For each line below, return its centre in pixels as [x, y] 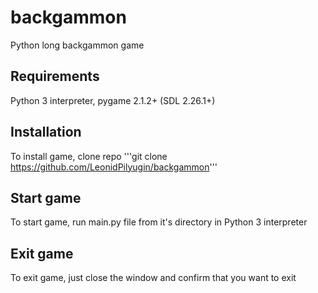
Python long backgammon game [77, 45]
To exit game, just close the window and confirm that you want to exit [153, 278]
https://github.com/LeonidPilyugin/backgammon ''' [114, 167]
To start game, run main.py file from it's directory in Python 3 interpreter [159, 222]
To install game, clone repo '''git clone [89, 156]
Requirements [55, 76]
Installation [46, 132]
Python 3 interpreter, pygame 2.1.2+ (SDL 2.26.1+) [113, 100]
